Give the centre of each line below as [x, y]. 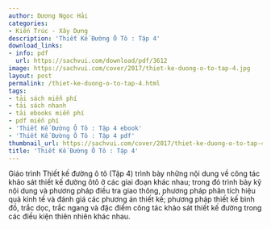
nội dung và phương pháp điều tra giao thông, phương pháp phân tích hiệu [132, 191]
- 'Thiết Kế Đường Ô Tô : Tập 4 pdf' [72, 135]
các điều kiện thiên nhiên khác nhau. [69, 217]
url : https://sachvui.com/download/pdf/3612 [92, 61]
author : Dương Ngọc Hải [48, 16]
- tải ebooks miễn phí [46, 114]
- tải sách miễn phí [43, 98]
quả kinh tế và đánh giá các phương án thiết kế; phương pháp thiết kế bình [132, 199]
